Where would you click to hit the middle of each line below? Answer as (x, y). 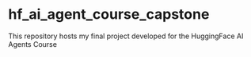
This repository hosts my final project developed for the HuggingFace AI (126, 36)
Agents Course (33, 44)
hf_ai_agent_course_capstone (109, 14)
